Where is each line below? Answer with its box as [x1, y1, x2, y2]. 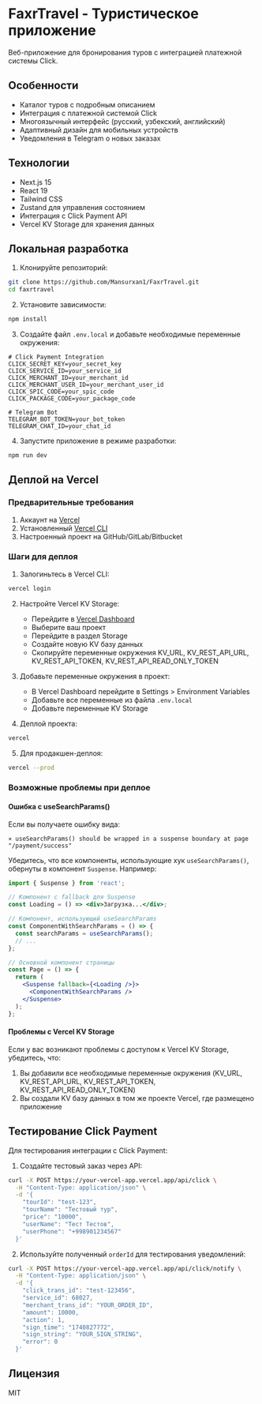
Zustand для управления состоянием [19, 202, 146, 212]
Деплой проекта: [19, 719, 77, 728]
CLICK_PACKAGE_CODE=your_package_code [8, 395, 136, 403]
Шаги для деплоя [8, 551, 78, 562]
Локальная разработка [8, 242, 129, 255]
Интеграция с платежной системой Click [19, 108, 158, 118]
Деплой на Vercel [8, 473, 99, 486]
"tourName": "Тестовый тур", [22, 1206, 118, 1214]
